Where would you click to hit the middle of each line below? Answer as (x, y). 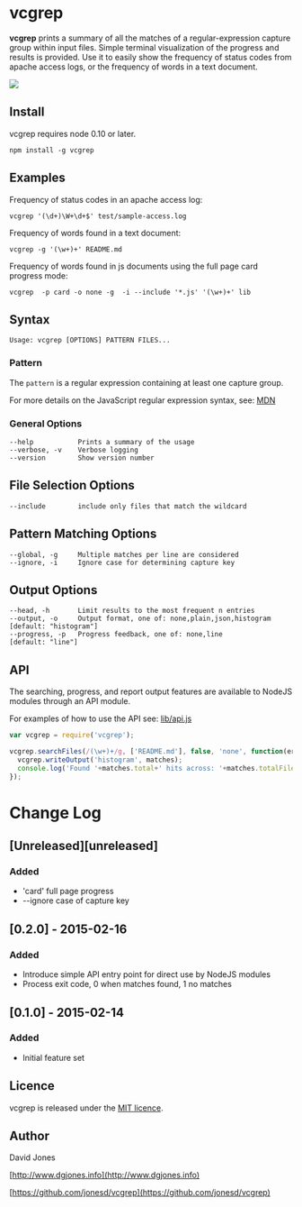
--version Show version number (82, 458)
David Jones (32, 1157)
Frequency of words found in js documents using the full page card (134, 266)
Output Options (53, 590)
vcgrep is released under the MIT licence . (86, 1108)
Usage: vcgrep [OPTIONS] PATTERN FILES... (90, 341)
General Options (46, 424)
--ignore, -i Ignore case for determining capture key (122, 562)
